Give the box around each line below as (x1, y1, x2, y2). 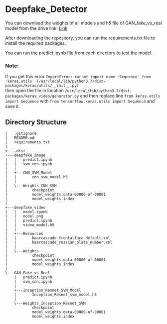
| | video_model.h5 (5, 222, 55, 227)
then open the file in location (5, 88, 64, 94)
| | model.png (5, 214, 43, 219)
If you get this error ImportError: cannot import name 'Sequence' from (5, 74, 151, 80)
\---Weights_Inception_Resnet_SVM (14, 301, 86, 306)
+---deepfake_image (5, 153, 46, 158)
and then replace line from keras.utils (80, 93, 161, 99)
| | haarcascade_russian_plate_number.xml (5, 240, 113, 245)
